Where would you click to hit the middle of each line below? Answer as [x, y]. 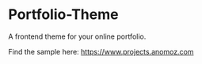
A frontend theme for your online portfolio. [77, 36]
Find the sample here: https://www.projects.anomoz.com [101, 51]
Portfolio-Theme [63, 15]
